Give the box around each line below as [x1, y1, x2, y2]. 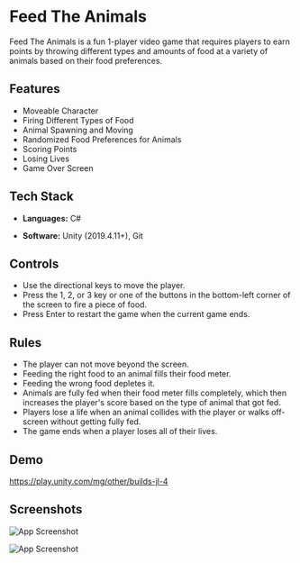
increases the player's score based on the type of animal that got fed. [22, 397, 281, 408]
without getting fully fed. [50, 416, 141, 427]
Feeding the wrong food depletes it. [22, 378, 156, 389]
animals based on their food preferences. [9, 55, 163, 66]
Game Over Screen [22, 162, 94, 173]
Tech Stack [9, 189, 74, 204]
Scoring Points [22, 143, 77, 154]
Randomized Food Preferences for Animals [22, 133, 182, 145]
